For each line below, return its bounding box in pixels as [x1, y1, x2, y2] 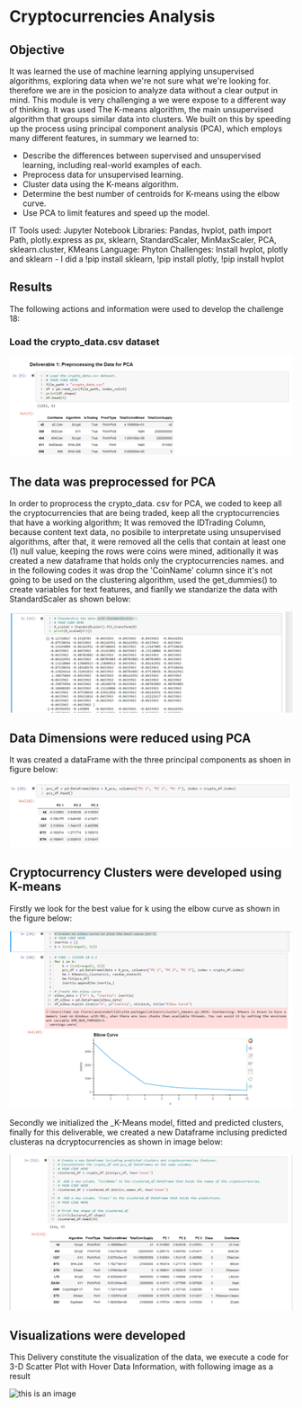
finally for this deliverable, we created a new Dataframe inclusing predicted [9, 1127, 288, 1138]
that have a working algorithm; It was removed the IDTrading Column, [9, 517, 267, 528]
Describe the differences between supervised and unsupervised [22, 150, 262, 161]
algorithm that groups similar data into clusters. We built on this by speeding [9, 114, 291, 124]
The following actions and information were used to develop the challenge [9, 303, 284, 314]
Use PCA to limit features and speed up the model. [22, 208, 210, 218]
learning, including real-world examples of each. [22, 160, 202, 170]
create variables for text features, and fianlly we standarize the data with [9, 584, 278, 595]
